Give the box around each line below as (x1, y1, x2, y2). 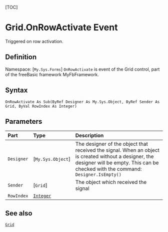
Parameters (5, 117, 42, 126)
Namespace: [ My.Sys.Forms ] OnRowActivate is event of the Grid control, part (5, 66, 160, 72)
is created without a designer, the (75, 153, 154, 160)
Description (75, 132, 104, 139)
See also (5, 209, 32, 217)
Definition (5, 53, 36, 62)
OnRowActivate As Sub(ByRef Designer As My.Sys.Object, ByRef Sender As (5, 99, 160, 104)
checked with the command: (75, 165, 142, 172)
